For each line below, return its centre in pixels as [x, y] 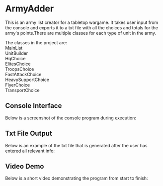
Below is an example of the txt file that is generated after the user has [76, 145]
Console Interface [34, 106]
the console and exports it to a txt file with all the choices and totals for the [81, 27]
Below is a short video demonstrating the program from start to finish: [77, 178]
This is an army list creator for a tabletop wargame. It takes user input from [82, 22]
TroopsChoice [20, 69]
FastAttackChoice [23, 74]
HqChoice [15, 58]
